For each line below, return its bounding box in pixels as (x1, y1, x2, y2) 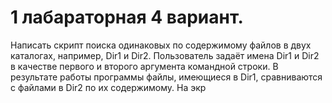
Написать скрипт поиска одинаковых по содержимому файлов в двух (10, 39, 312, 51)
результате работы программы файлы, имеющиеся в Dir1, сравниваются (10, 71, 323, 83)
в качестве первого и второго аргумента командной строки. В (10, 60, 279, 72)
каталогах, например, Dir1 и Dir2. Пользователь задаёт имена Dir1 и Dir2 (10, 49, 320, 61)
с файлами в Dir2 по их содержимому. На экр (10, 81, 207, 93)
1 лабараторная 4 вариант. (10, 6, 244, 29)
